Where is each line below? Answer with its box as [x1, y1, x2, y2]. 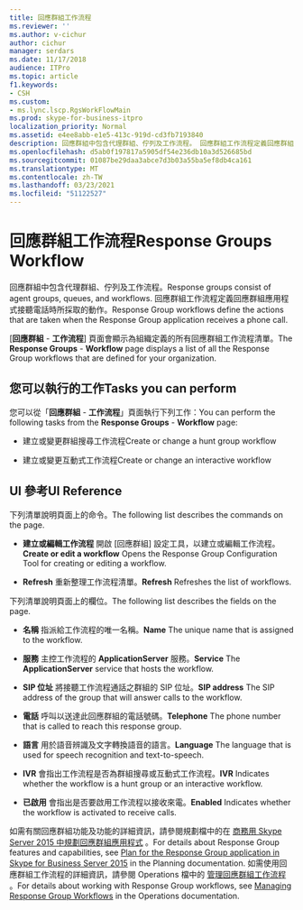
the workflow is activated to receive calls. [22, 806, 178, 817]
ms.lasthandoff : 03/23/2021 [9, 181, 115, 190]
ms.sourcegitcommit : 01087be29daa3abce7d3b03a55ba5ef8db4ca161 [9, 155, 252, 165]
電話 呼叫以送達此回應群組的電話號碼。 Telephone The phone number [22, 710, 281, 722]
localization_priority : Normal [9, 123, 127, 132]
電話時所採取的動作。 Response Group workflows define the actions [32, 304, 284, 315]
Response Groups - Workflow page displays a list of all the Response [9, 343, 271, 354]
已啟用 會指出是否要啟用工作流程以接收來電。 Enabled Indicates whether [22, 796, 291, 807]
